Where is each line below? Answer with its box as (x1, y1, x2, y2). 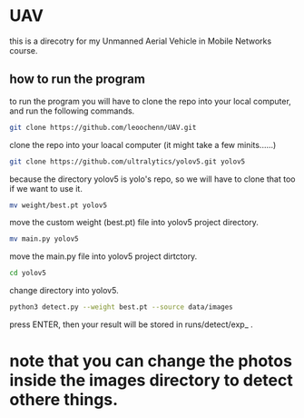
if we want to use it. (9, 183, 83, 194)
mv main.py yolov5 (9, 234, 79, 244)
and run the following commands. (9, 105, 135, 116)
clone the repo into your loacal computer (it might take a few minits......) (9, 139, 277, 150)
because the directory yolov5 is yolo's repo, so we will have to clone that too (9, 174, 296, 184)
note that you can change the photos (9, 351, 293, 372)
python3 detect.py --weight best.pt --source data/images (9, 303, 233, 312)
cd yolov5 (9, 269, 47, 278)
